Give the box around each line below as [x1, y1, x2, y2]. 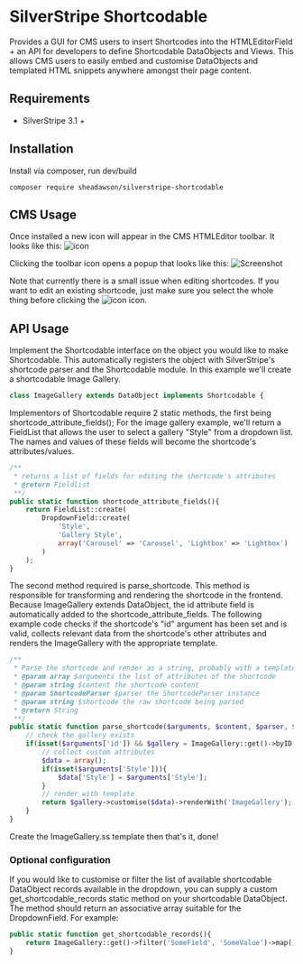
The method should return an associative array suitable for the [9, 903, 242, 913]
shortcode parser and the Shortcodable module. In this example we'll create [9, 364, 291, 375]
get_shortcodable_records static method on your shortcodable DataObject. [9, 894, 288, 904]
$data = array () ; [41, 755, 106, 765]
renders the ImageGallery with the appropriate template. [9, 638, 218, 649]
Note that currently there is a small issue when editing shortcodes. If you [9, 275, 280, 286]
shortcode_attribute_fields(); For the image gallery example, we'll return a [9, 417, 282, 428]
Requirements [9, 91, 90, 107]
